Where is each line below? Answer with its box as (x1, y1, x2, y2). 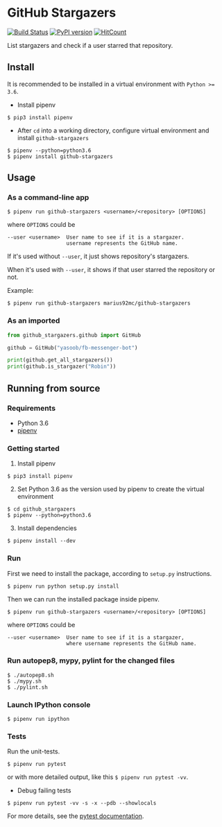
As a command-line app (7, 193, 89, 203)
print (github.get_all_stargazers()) (7, 357, 113, 364)
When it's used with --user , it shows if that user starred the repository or (7, 266, 215, 274)
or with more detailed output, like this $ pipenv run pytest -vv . (7, 773, 189, 781)
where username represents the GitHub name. (66, 640, 197, 647)
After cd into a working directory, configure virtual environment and (17, 126, 210, 135)
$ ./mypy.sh (7, 678, 42, 685)
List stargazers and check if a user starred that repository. (7, 41, 173, 49)
